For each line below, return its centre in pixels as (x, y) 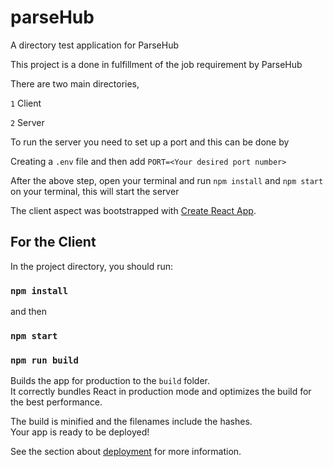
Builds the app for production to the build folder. (110, 381)
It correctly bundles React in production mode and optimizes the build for (161, 392)
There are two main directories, (75, 83)
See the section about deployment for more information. (126, 452)
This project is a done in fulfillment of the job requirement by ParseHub (156, 64)
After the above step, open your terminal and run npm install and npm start (167, 180)
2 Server (27, 122)
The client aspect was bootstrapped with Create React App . (133, 210)
